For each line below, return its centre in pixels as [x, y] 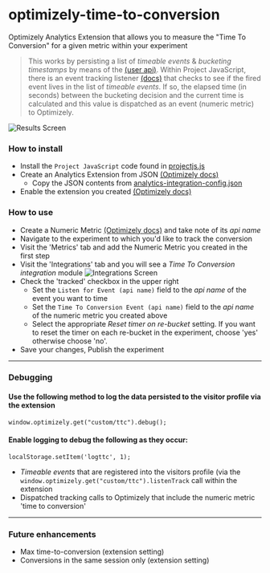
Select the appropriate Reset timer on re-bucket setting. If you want [143, 323]
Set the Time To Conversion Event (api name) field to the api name [143, 307]
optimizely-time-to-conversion [114, 15]
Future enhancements [52, 534]
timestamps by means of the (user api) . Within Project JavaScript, [137, 69]
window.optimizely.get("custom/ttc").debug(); [88, 422]
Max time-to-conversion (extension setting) [92, 552]
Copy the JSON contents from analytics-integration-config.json [137, 183]
